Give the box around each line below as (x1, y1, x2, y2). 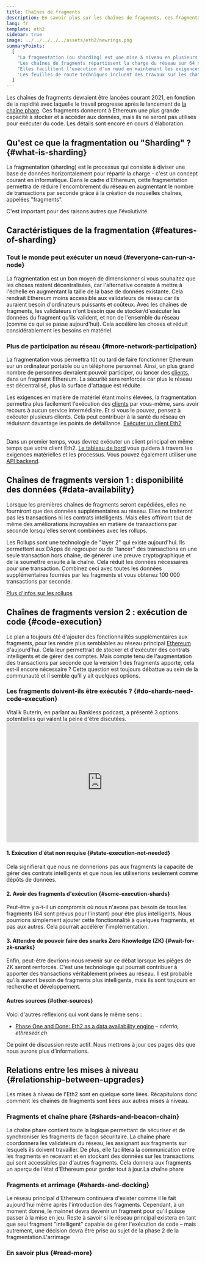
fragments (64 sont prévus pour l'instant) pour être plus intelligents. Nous (6, 910, 192, 917)
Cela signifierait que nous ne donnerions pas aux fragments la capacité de (6, 863, 193, 871)
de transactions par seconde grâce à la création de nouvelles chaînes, (6, 189, 183, 196)
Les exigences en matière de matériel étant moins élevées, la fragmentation (6, 394, 197, 401)
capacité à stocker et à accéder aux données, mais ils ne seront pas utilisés (6, 114, 196, 121)
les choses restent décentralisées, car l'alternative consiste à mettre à (6, 281, 183, 288)
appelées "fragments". (6, 196, 63, 203)
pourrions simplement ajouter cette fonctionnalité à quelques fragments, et (6, 917, 195, 924)
